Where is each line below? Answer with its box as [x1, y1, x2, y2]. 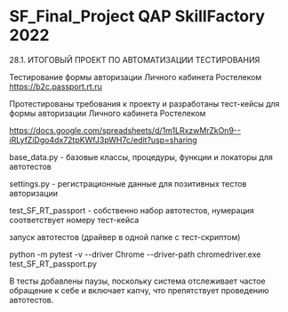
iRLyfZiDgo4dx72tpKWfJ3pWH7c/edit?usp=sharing [9, 134, 197, 145]
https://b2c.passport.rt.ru [9, 81, 102, 92]
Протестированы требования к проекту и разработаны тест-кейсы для [9, 98, 280, 108]
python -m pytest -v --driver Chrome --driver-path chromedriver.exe [9, 249, 261, 260]
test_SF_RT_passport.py [9, 258, 98, 268]
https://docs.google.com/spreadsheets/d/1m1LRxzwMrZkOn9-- [9, 124, 242, 135]
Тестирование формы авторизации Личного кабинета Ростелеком [9, 71, 262, 82]
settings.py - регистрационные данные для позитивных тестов [9, 178, 247, 188]
